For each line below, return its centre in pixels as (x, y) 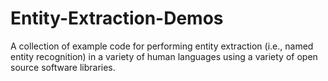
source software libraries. (63, 67)
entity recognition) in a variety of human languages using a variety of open (164, 56)
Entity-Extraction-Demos (117, 18)
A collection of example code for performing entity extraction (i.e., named (162, 46)
